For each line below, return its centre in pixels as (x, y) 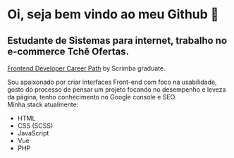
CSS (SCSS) (35, 126)
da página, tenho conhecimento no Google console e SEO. (92, 97)
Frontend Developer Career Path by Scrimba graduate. (86, 68)
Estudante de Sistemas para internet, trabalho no (117, 41)
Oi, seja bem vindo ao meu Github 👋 (113, 14)
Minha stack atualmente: (43, 104)
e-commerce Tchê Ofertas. (68, 51)
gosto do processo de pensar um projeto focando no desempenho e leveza (117, 90)
